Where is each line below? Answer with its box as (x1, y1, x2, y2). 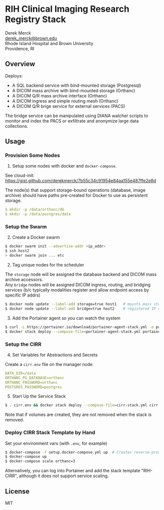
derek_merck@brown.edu (5, 35, 57, 41)
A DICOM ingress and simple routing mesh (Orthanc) (12, 98, 119, 104)
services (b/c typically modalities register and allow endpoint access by (5, 287, 149, 293)
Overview (5, 60, 36, 68)
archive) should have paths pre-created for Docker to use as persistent (5, 193, 148, 198)
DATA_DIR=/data (5, 371, 36, 376)
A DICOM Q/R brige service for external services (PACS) (12, 103, 125, 109)
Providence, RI (5, 46, 35, 51)
